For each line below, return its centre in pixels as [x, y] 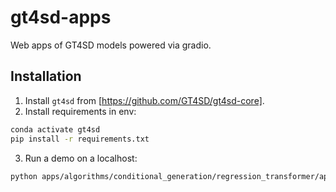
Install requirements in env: [80, 111]
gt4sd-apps [61, 17]
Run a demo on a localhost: [81, 158]
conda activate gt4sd [55, 129]
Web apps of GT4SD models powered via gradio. [111, 45]
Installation [46, 76]
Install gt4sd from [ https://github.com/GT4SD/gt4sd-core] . [144, 100]
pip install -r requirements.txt [80, 139]
